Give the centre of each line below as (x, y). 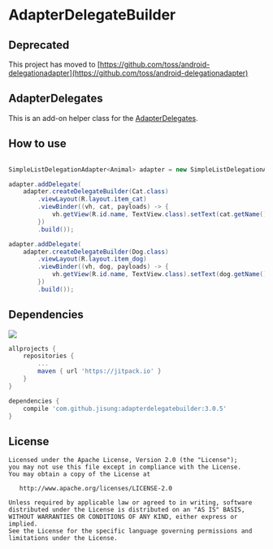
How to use (37, 144)
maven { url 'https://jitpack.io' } (100, 371)
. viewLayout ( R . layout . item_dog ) (93, 259)
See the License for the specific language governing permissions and (130, 531)
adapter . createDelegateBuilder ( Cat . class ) (96, 192)
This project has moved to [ (54, 64)
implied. (23, 524)
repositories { (49, 356)
